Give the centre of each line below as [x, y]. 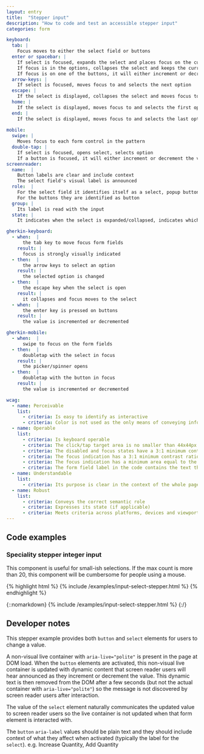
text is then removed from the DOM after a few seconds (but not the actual [100, 682]
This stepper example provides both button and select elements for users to [102, 638]
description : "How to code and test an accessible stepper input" [92, 23]
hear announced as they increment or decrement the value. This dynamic [98, 676]
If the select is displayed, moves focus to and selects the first [104, 107]
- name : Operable [34, 429]
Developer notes [38, 624]
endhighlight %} [26, 593]
